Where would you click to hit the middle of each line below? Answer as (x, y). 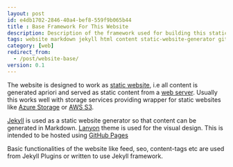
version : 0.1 (26, 65)
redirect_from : (29, 53)
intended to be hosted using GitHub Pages (68, 135)
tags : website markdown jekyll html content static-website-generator (111, 39)
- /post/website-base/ (46, 59)
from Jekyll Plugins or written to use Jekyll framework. (85, 156)
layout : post (26, 14)
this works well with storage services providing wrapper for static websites (114, 99)
